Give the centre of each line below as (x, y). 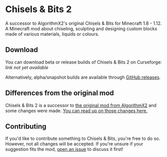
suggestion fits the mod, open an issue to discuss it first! (64, 149)
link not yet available (27, 67)
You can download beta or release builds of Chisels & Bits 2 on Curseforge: (83, 62)
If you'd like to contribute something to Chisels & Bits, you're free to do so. (83, 139)
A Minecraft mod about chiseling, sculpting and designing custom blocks (81, 28)
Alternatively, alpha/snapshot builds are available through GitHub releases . (83, 77)
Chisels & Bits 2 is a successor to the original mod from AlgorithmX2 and (81, 105)
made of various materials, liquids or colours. (52, 34)
